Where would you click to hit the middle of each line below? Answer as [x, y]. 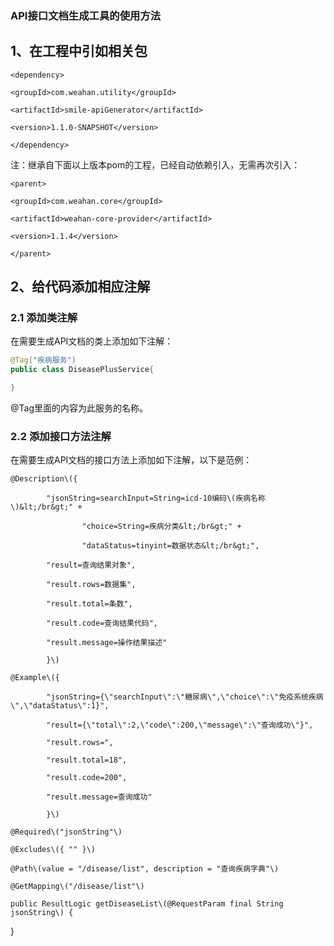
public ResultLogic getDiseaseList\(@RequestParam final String [147, 904]
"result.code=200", [87, 778]
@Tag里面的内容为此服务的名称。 [79, 408]
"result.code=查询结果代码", [102, 623]
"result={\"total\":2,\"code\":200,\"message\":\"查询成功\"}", [180, 725]
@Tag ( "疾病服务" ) [43, 360]
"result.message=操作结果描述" [107, 643]
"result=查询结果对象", [91, 565]
